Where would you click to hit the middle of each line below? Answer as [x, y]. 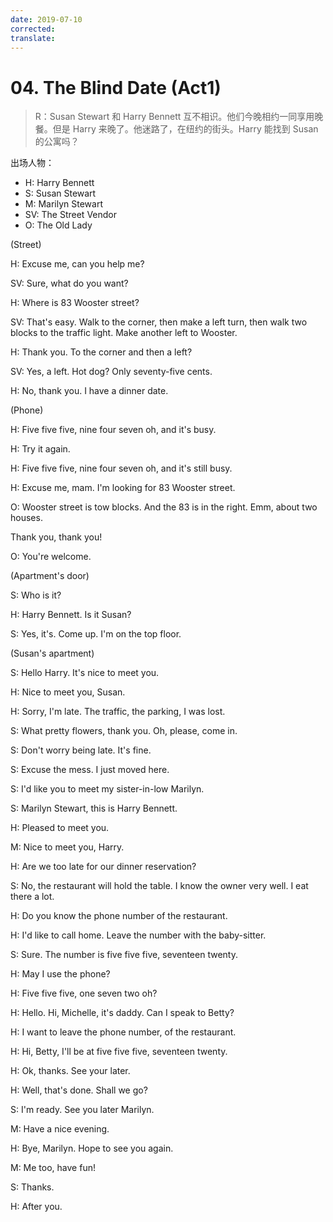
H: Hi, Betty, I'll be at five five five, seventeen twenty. [119, 1052]
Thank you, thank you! [56, 537]
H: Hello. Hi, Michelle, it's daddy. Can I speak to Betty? [122, 1013]
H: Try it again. [40, 449]
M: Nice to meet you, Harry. [67, 847]
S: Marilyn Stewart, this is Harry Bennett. [94, 808]
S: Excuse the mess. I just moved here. [90, 770]
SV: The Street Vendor [71, 215]
